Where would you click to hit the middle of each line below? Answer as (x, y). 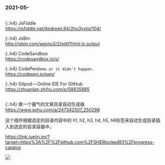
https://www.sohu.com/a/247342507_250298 (52, 110)
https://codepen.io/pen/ (30, 74)
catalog (13, 148)
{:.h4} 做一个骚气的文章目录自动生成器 (45, 104)
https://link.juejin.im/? (28, 137)
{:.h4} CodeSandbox (26, 54)
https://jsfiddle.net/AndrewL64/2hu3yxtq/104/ (53, 29)
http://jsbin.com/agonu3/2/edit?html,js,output (52, 44)
